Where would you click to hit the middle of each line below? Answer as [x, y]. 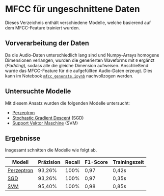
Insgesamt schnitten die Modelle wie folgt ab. [51, 150]
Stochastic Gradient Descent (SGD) [48, 118]
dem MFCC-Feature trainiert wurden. [42, 27]
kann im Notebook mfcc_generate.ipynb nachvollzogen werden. [69, 76]
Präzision [49, 162]
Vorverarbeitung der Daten [47, 43]
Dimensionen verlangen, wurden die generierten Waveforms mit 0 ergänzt [80, 60]
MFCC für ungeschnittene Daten [72, 9]
